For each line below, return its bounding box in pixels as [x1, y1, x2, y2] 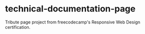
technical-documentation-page [5, 3, 136, 14]
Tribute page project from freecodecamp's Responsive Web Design [5, 19, 141, 25]
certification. [5, 24, 31, 30]
